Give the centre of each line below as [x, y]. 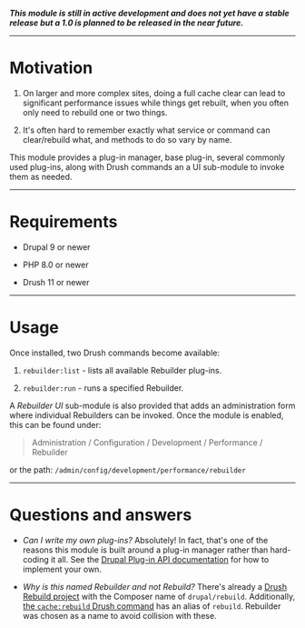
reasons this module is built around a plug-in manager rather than [145, 550]
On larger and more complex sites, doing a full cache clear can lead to [154, 93]
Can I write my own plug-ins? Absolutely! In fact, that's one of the [145, 540]
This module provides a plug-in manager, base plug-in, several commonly [148, 157]
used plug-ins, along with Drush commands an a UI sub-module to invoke [147, 166]
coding [36, 559]
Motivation [51, 68]
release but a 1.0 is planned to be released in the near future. [127, 23]
